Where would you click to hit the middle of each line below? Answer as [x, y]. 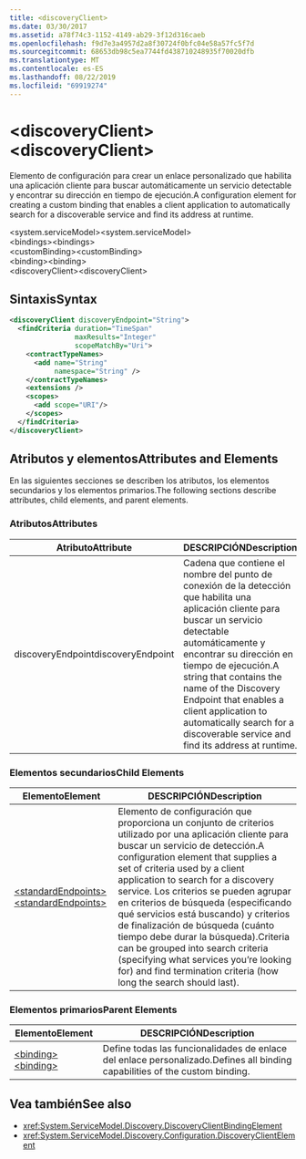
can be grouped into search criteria [193, 948]
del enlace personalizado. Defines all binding [197, 1061]
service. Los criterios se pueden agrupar [204, 892]
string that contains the [233, 677]
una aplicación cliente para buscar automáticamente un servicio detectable [151, 185]
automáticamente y [224, 642]
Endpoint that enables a [234, 699]
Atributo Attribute [94, 547]
